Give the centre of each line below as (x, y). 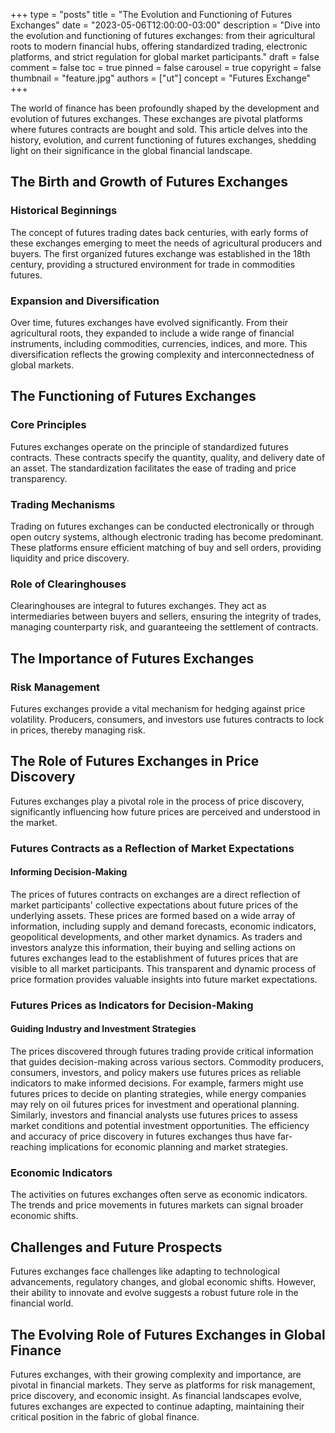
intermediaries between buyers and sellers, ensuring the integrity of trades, (166, 616)
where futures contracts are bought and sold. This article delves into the (159, 129)
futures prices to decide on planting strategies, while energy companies (158, 1094)
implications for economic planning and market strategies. (168, 1147)
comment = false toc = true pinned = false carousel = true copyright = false (166, 67)
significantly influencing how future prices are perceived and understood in (165, 811)
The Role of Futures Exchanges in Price (135, 761)
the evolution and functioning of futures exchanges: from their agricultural (163, 35)
